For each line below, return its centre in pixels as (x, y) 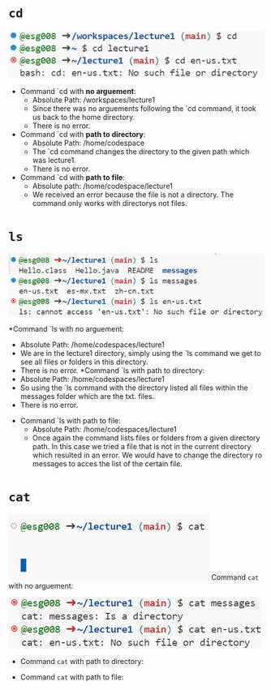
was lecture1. (54, 160)
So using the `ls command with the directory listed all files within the (134, 388)
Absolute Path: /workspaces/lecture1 (94, 100)
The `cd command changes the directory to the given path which (141, 151)
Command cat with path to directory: (82, 661)
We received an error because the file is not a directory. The (133, 195)
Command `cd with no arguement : (78, 91)
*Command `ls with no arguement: (66, 328)
